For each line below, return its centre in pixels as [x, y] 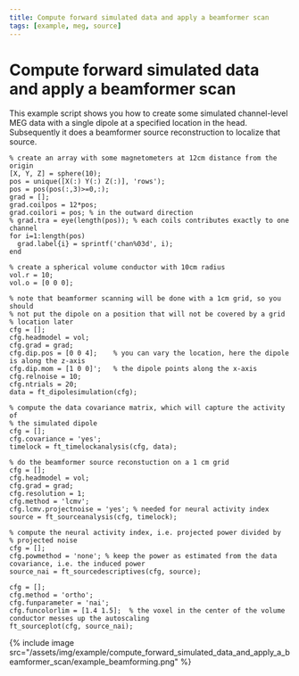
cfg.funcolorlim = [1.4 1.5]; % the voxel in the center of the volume [147, 611]
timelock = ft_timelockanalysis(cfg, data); [93, 447]
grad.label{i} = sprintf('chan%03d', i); [96, 244]
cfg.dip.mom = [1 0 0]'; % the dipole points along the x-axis [133, 369]
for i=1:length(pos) [48, 236]
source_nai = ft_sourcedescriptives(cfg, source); [105, 572]
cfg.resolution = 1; [48, 494]
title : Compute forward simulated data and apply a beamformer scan [139, 17]
